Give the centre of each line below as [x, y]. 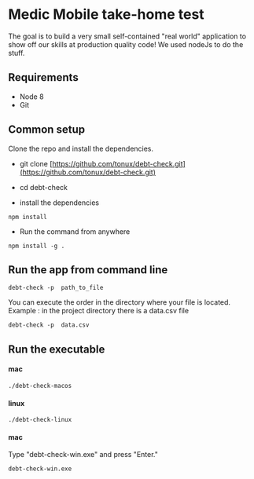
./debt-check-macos [40, 386]
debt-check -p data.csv [49, 325]
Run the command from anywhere [75, 231]
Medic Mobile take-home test [106, 15]
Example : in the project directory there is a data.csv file [99, 311]
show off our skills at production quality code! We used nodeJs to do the [126, 44]
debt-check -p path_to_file [56, 288]
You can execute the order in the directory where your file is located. [119, 302]
